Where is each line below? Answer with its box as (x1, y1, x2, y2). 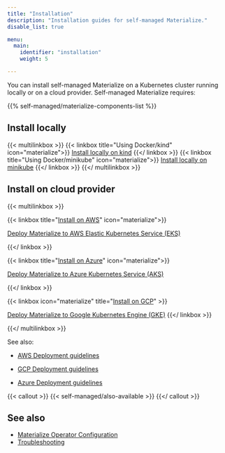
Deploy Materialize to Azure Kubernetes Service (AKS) (7, 270, 164, 278)
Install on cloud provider (7, 183, 115, 195)
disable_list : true (7, 23, 64, 30)
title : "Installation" (7, 10, 73, 18)
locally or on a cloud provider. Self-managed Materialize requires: (7, 88, 196, 97)
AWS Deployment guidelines (17, 351, 100, 359)
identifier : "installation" (20, 49, 101, 56)
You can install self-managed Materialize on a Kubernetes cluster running (7, 81, 219, 89)
